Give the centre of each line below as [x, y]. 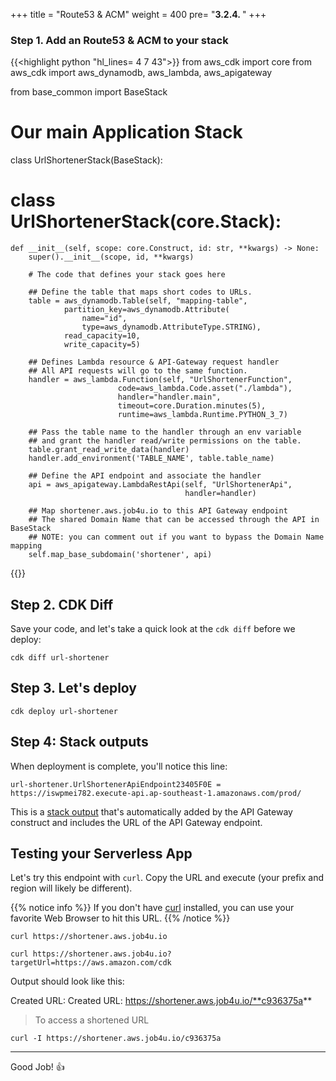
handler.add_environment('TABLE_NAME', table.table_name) [151, 459]
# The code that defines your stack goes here [127, 275]
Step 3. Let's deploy [73, 688]
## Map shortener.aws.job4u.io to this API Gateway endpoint [158, 511]
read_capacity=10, [102, 336]
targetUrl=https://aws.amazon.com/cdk [91, 963]
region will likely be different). [71, 888]
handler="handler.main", [169, 397]
